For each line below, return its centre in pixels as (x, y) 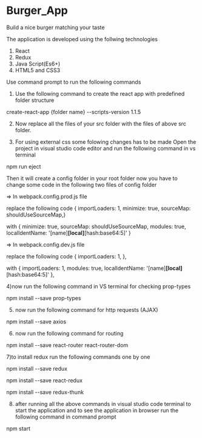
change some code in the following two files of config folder (82, 184)
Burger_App (37, 11)
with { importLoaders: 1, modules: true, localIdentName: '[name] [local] (95, 268)
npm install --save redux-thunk (45, 392)
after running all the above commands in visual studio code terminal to (103, 403)
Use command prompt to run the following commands (74, 82)
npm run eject (24, 166)
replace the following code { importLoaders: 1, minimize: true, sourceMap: (99, 208)
